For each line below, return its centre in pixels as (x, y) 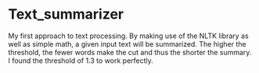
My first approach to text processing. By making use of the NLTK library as (128, 36)
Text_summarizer (66, 14)
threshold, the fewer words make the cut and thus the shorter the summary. (130, 52)
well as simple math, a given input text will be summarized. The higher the (127, 43)
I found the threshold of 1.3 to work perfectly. (81, 61)
